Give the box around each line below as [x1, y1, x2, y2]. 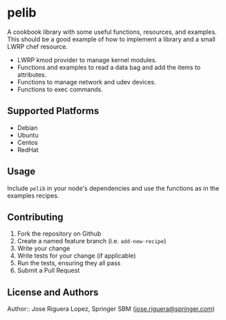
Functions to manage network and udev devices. [17, 77, 157, 86]
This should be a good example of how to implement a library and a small [7, 35, 216, 43]
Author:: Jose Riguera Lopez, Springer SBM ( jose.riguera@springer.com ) [7, 305, 216, 313]
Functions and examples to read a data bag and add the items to [17, 63, 201, 71]
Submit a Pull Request [17, 266, 80, 274]
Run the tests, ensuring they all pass [17, 259, 121, 267]
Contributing [7, 211, 64, 223]
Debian [17, 123, 38, 132]
